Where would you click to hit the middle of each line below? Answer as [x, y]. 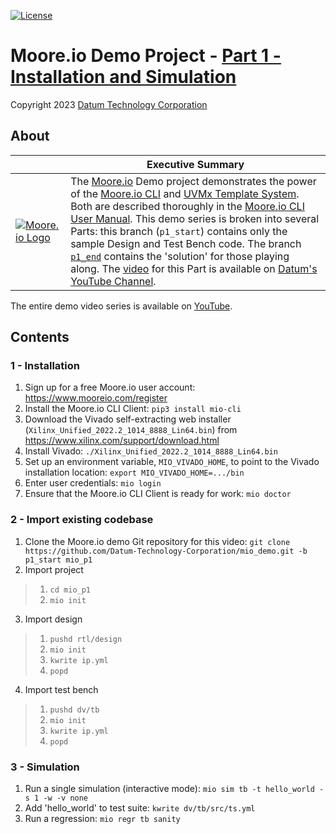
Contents [40, 337]
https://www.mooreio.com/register [96, 398]
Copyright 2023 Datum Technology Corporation [109, 104]
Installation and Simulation [123, 77]
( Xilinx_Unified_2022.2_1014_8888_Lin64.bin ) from [131, 430]
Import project [54, 569]
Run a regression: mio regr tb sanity [102, 819]
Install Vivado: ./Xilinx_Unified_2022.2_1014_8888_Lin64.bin [151, 451]
